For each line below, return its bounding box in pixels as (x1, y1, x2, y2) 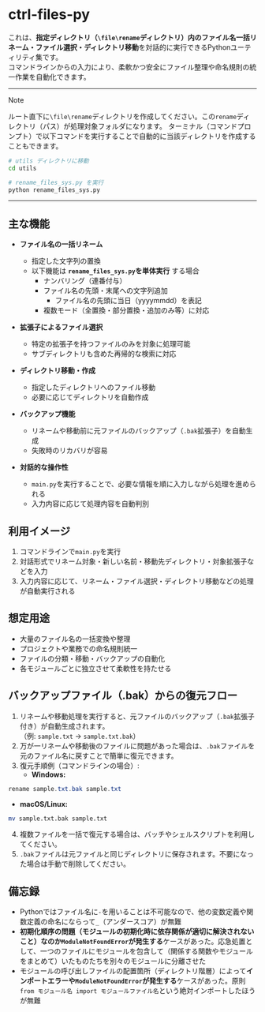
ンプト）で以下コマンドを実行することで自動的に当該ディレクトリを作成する (8, 131, 256, 141)
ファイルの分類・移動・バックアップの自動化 (19, 654, 166, 663)
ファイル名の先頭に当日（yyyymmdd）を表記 (54, 296, 203, 305)
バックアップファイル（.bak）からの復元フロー (8, 689, 238, 703)
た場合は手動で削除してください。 (19, 859, 130, 869)
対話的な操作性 (19, 463, 69, 472)
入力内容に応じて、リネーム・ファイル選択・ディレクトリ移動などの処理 (19, 576, 254, 586)
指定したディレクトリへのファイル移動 (31, 383, 156, 392)
